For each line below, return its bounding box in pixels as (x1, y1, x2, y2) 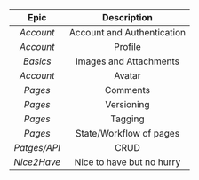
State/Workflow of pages (75, 128, 180, 139)
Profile (114, 41, 142, 52)
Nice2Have (13, 156, 61, 168)
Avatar (114, 70, 141, 82)
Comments (104, 84, 151, 96)
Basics (22, 55, 52, 67)
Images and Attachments (75, 55, 180, 67)
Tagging (110, 113, 145, 125)
